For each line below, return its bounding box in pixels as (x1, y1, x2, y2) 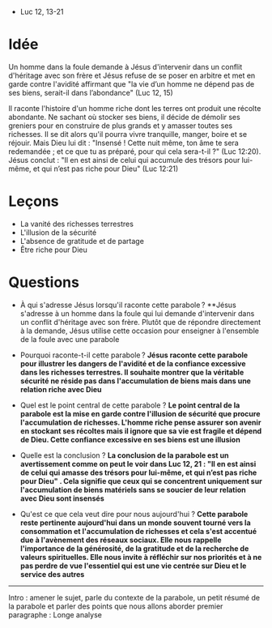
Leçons (8, 192, 59, 211)
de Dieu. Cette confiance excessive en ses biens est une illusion (19, 434, 240, 444)
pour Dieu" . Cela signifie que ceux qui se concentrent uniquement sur (19, 476, 263, 485)
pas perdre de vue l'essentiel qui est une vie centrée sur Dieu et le (19, 561, 247, 570)
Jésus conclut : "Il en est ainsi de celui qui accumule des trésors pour (8, 155, 240, 164)
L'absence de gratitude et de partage (19, 236, 144, 246)
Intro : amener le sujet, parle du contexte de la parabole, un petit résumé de (8, 592, 261, 602)
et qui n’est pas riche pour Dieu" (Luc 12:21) (32, 164, 179, 173)
